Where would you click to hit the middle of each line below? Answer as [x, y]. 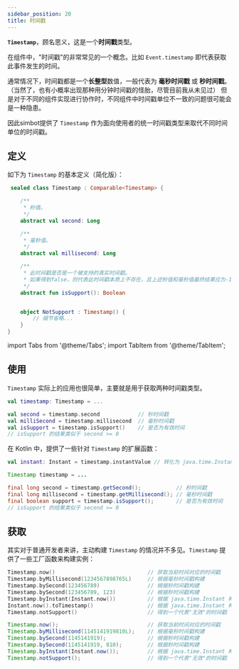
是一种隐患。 [26, 107]
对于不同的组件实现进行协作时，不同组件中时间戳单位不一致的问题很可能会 [122, 99]
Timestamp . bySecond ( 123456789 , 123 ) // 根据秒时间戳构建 [103, 592]
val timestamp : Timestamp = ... [55, 401]
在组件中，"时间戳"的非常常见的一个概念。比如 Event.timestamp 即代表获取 [117, 57]
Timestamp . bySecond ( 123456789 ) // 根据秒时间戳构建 [103, 586]
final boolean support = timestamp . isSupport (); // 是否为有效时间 [115, 501]
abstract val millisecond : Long [68, 253]
